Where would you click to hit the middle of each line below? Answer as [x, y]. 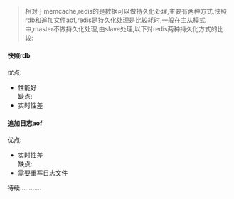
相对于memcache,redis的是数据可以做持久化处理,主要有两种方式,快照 [126, 11]
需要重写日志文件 [43, 173]
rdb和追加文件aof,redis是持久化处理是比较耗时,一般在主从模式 [115, 20]
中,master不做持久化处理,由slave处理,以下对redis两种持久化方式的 [121, 29]
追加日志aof [25, 123]
